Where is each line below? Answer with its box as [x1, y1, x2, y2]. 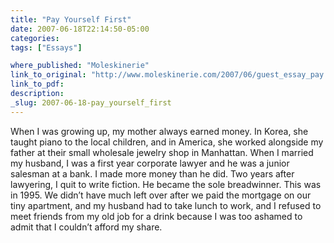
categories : [10, 33, 60, 43]
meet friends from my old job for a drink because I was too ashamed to [10, 210, 303, 222]
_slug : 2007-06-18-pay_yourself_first [10, 97, 172, 108]
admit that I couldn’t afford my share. [10, 221, 163, 233]
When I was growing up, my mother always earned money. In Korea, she [10, 125, 309, 137]
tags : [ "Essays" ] [10, 42, 83, 53]
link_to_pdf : [10, 79, 65, 90]
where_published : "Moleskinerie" [10, 61, 150, 71]
